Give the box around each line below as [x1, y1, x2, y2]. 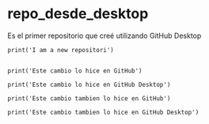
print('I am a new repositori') [7, 46, 114, 54]
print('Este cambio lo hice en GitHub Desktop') [7, 81, 171, 88]
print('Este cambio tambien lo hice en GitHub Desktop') [7, 108, 199, 116]
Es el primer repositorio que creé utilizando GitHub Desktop [7, 31, 202, 40]
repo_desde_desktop [7, 5, 149, 23]
